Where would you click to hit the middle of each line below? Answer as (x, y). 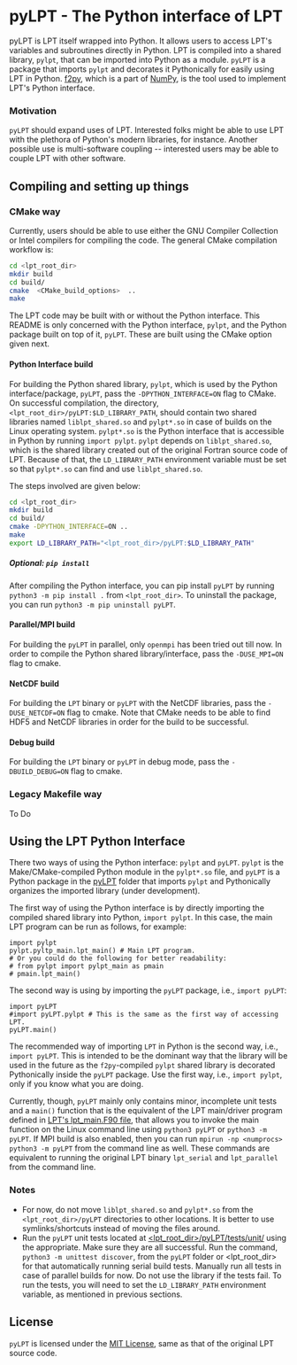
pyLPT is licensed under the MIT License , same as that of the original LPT (141, 1343)
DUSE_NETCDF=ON (37, 714)
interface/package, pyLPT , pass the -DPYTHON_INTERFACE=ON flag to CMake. (143, 393)
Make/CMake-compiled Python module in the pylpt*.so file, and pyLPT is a (145, 872)
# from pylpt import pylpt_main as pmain (87, 966)
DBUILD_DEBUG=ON (39, 772)
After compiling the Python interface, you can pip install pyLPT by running (142, 586)
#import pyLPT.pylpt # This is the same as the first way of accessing (144, 1015)
